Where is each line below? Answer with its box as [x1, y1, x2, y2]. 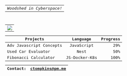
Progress [101, 37, 121, 41]
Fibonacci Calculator [7, 55, 55, 60]
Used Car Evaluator [7, 49, 50, 54]
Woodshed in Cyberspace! [7, 5, 63, 11]
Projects [25, 37, 44, 41]
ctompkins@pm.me [30, 66, 66, 71]
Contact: [7, 66, 27, 71]
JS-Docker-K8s [65, 55, 98, 60]
